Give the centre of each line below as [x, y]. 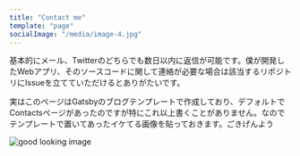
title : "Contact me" [48, 17]
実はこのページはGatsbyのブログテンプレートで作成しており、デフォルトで [147, 102]
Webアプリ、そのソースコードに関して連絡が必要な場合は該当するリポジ [150, 71]
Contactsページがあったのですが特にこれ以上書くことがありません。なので [147, 113]
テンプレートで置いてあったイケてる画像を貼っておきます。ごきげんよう [142, 124]
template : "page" [42, 26]
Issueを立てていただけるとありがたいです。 [105, 83]
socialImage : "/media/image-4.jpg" [76, 34]
